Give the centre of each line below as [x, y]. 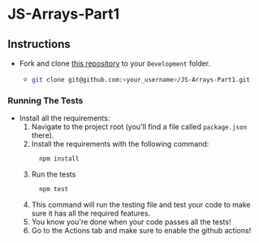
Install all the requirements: [65, 118]
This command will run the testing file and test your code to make [141, 204]
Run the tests [54, 174]
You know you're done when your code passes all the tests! [131, 222]
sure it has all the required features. [91, 213]
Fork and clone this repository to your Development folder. [115, 63]
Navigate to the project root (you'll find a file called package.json [139, 127]
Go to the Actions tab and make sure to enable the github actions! [141, 230]
